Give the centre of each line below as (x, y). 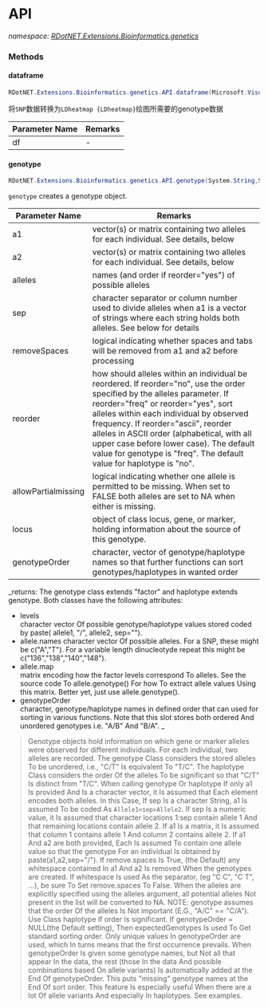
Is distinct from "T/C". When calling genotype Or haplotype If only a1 (140, 784)
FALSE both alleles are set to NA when (164, 497)
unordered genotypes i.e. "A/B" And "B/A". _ (92, 726)
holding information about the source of (166, 530)
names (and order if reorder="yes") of (164, 275)
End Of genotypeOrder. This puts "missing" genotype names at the (138, 978)
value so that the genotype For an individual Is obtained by (124, 852)
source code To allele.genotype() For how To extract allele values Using (138, 683)
